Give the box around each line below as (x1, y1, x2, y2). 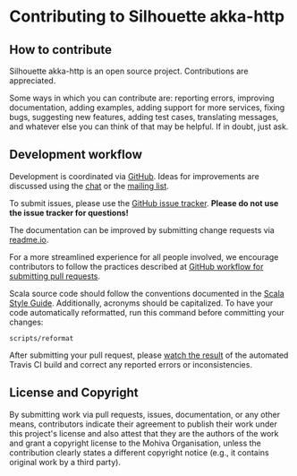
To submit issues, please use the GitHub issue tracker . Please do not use (9, 197, 279, 208)
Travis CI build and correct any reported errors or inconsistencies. (9, 359, 253, 369)
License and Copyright (9, 385, 139, 401)
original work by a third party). (9, 456, 121, 467)
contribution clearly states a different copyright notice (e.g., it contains (9, 446, 270, 458)
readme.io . (9, 234, 49, 245)
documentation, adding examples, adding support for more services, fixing (9, 102, 285, 113)
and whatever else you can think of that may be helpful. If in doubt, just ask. (9, 121, 289, 132)
